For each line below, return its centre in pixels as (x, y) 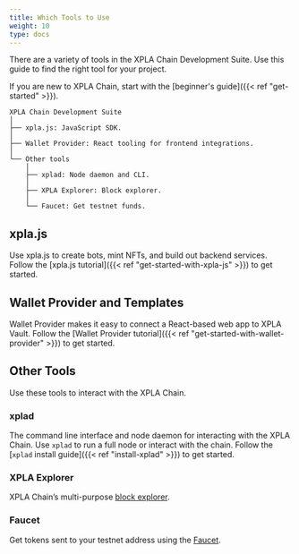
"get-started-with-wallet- (238, 333)
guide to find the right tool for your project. (88, 69)
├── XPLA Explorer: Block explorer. (94, 191)
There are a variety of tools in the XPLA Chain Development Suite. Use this (147, 60)
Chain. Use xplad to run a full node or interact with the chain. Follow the (141, 445)
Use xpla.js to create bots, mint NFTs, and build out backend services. (138, 255)
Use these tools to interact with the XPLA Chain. (98, 392)
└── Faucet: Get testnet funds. (85, 207)
